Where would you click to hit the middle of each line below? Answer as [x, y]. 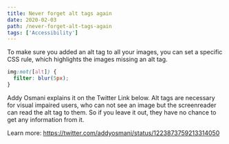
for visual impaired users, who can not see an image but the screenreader [112, 105]
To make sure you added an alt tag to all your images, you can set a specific [115, 52]
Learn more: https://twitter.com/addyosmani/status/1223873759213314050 [113, 133]
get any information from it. [46, 119]
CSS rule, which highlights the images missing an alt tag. [87, 60]
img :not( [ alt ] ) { [32, 72]
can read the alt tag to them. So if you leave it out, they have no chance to [112, 112]
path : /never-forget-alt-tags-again [59, 26]
